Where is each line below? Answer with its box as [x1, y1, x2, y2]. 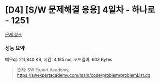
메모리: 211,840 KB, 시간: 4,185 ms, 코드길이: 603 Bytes [5, 56, 112, 63]
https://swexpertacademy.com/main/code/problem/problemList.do [16, 72, 151, 78]
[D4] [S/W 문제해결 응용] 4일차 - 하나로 [5, 4, 156, 15]
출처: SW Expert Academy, [16, 67, 70, 73]
